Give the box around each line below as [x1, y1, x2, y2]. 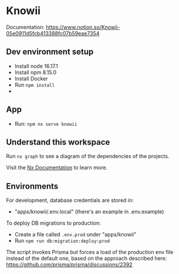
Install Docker [14, 75, 48, 82]
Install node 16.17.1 [14, 62, 58, 69]
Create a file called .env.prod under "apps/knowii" [14, 231, 137, 238]
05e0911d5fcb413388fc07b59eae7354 [6, 29, 100, 36]
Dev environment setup [6, 47, 94, 57]
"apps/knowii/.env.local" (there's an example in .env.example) [14, 208, 164, 215]
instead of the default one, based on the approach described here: [6, 255, 167, 262]
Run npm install [14, 81, 55, 88]
